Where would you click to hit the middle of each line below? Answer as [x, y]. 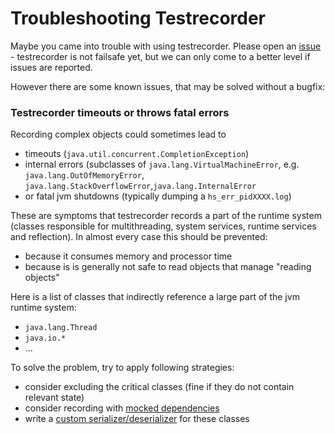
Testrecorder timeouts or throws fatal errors [120, 112]
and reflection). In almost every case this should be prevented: [139, 237]
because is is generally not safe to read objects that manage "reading [168, 267]
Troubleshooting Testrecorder [138, 18]
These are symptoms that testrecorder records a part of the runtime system [166, 216]
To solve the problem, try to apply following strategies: [122, 368]
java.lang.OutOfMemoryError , [84, 175]
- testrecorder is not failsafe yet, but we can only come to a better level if [160, 56]
